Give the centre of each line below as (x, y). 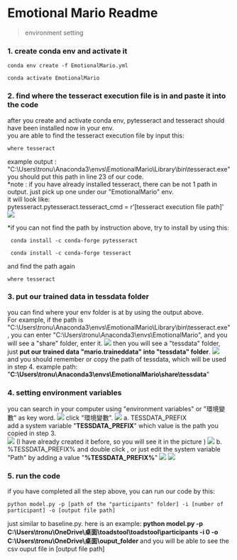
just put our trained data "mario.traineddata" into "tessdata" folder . (109, 352)
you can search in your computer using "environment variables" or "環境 (113, 409)
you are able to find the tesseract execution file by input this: (96, 135)
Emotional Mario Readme (83, 13)
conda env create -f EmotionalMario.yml (68, 66)
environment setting (54, 33)
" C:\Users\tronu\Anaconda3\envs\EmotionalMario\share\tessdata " (109, 374)
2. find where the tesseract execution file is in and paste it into (117, 96)
